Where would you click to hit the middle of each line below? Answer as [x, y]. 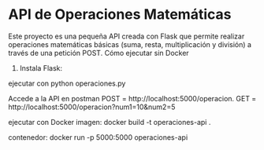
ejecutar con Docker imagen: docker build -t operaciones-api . [110, 122]
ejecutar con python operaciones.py [67, 83]
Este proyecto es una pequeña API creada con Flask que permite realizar [126, 36]
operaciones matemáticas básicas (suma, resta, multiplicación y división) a [130, 44]
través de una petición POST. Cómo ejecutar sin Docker [99, 53]
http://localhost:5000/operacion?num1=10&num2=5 [92, 107]
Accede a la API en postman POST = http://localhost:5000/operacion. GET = [132, 98]
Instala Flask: [41, 68]
